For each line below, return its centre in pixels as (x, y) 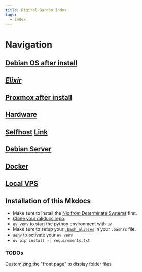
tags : (11, 15)
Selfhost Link (27, 132)
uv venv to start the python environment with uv (62, 224)
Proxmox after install (39, 98)
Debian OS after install (41, 63)
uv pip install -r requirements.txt (51, 240)
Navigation (29, 44)
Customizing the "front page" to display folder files (58, 264)
